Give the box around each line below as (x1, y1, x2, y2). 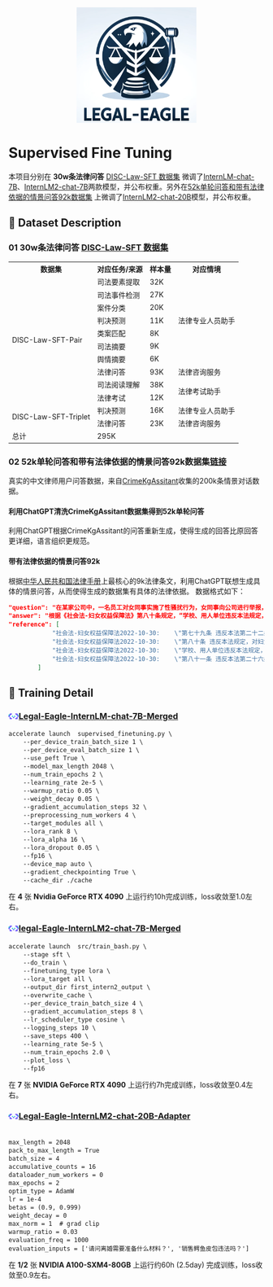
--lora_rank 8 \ (23, 828, 79, 836)
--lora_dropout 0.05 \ (23, 844, 100, 852)
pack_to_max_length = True (8, 1146, 100, 1154)
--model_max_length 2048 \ (23, 763, 115, 771)
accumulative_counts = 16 (8, 1162, 96, 1171)
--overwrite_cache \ (23, 991, 93, 1000)
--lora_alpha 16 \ (23, 836, 85, 844)
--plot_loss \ (23, 1056, 71, 1065)
